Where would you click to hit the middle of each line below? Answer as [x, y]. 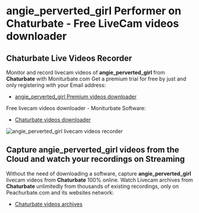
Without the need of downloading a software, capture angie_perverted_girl [99, 173]
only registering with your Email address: [56, 85]
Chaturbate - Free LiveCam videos [93, 24]
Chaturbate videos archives [49, 204]
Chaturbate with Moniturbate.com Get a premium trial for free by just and [96, 79]
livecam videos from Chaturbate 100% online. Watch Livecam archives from [99, 180]
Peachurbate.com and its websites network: [60, 192]
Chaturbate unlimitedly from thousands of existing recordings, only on [93, 186]
